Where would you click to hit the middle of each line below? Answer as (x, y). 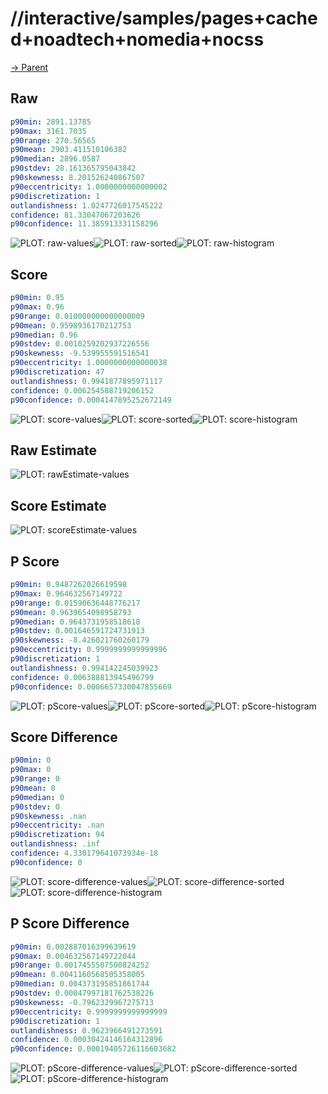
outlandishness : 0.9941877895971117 (86, 381)
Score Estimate (58, 505)
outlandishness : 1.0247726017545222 (86, 205)
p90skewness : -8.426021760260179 (80, 640)
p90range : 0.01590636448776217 (75, 603)
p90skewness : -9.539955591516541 (80, 353)
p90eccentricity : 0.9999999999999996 (89, 650)
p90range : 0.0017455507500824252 (80, 965)
